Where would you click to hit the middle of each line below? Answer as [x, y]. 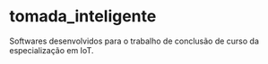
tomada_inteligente [83, 16]
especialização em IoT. [52, 50]
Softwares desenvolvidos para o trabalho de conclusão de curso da [134, 41]
